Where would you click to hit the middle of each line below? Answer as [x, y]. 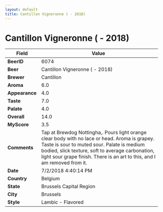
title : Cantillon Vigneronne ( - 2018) [45, 14]
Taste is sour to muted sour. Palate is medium [93, 145]
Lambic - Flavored [62, 202]
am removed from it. [64, 163]
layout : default [21, 9]
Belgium [50, 179]
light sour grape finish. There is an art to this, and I [98, 157]
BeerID [16, 62]
